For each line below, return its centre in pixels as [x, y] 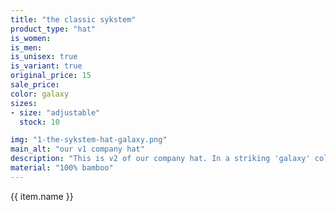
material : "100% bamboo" [62, 168]
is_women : [31, 38]
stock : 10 [39, 122]
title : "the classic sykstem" [73, 19]
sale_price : [35, 85]
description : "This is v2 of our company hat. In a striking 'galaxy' [160, 159]
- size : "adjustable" [55, 112]
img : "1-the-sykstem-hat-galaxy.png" [89, 140]
